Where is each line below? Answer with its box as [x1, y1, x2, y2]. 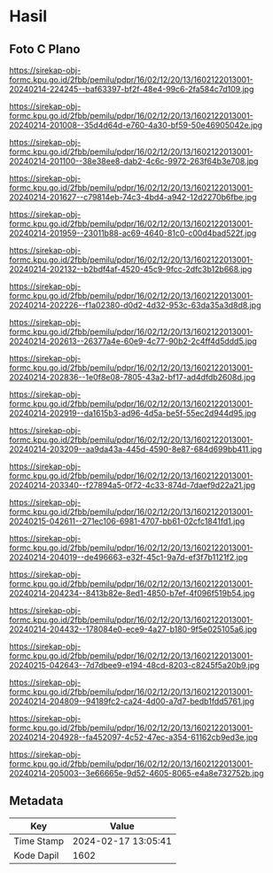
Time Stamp [13, 835, 65, 847]
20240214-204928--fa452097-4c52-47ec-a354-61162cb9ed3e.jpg [9, 732, 259, 742]
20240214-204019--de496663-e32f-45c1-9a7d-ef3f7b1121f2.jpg [9, 552, 248, 562]
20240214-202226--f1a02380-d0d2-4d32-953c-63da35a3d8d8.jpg [9, 300, 261, 310]
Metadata [9, 793, 64, 808]
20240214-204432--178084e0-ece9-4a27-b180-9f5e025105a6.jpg [9, 624, 257, 635]
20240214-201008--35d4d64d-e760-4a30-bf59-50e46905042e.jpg [9, 120, 263, 130]
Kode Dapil [13, 849, 59, 861]
